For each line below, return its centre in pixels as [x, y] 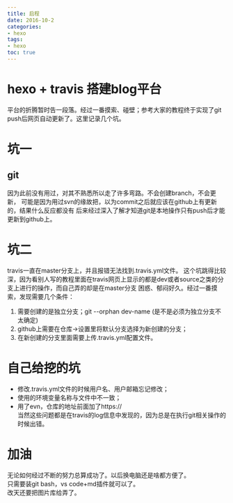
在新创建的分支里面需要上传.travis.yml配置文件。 [87, 337]
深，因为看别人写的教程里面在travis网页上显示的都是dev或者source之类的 [112, 279]
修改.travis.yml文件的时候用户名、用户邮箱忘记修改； [93, 389]
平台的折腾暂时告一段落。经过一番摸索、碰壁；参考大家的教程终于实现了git [114, 109]
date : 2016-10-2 [31, 20]
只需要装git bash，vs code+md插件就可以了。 [73, 483]
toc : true [22, 53]
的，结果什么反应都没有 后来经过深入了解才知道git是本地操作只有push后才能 [116, 210]
